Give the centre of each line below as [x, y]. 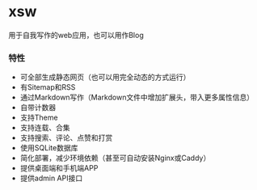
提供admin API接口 [51, 178]
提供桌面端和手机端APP [59, 168]
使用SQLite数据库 [49, 148]
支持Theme [39, 118]
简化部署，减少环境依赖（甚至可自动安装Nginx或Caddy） [115, 158]
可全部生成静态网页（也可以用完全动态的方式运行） [105, 77]
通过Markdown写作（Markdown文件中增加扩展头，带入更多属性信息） [137, 97]
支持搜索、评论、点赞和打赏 [66, 138]
